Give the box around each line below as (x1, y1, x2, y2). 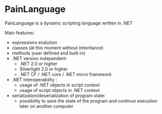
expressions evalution (11, 39, 57, 45)
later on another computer (19, 103, 73, 109)
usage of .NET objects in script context (19, 81, 100, 88)
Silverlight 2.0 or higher (19, 66, 68, 72)
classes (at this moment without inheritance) (11, 44, 103, 50)
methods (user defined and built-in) (11, 50, 85, 56)
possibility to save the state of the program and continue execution (19, 97, 157, 103)
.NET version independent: (11, 55, 67, 61)
